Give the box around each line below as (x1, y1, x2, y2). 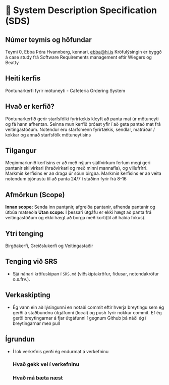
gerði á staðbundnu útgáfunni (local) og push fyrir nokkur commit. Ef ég (12, 309, 162, 315)
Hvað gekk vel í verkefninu (12, 361, 80, 368)
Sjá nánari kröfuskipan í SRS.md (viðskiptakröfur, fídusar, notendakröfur (12, 270, 159, 277)
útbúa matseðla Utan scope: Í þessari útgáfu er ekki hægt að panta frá (5, 209, 152, 215)
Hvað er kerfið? (5, 102, 54, 111)
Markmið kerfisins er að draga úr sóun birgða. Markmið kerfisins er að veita (5, 170, 161, 176)
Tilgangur (5, 147, 37, 155)
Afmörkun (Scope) (5, 190, 65, 199)
